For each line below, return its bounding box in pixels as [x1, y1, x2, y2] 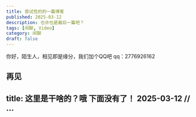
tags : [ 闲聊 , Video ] [6, 25, 55, 31]
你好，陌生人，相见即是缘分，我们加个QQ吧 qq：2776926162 [6, 53, 155, 59]
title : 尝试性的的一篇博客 [6, 8, 65, 15]
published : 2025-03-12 [6, 14, 62, 20]
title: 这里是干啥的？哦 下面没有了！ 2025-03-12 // [6, 93, 190, 103]
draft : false [6, 36, 38, 42]
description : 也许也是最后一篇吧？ [6, 19, 84, 25]
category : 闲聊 [6, 31, 42, 36]
